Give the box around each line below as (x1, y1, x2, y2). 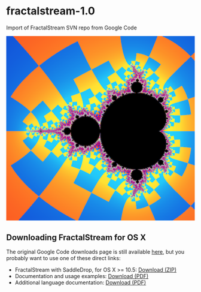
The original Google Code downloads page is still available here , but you (6, 248, 185, 255)
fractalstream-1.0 (6, 4, 96, 18)
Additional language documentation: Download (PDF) (14, 279, 147, 286)
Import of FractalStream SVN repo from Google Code (6, 24, 138, 31)
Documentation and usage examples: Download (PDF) (14, 272, 149, 279)
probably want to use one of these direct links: (6, 254, 121, 261)
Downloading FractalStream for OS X (6, 232, 147, 242)
